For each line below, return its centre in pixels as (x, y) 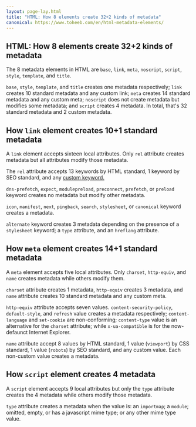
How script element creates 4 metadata (81, 375)
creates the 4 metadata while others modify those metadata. (79, 395)
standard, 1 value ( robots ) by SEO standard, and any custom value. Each (93, 350)
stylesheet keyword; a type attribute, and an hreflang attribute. (83, 230)
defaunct (17, 332)
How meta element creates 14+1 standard (82, 249)
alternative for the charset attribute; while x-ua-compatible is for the (88, 326)
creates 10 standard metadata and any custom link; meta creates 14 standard (98, 93)
